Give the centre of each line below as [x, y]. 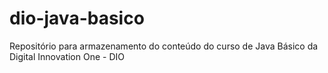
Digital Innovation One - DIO [67, 56]
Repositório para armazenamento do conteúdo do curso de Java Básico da [164, 46]
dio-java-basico [77, 18]
